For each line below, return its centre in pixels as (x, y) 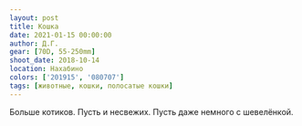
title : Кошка (34, 26)
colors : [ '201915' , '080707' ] (67, 78)
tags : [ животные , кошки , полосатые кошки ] (91, 86)
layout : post (34, 18)
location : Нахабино (47, 69)
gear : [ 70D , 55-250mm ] (52, 52)
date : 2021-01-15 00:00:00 (61, 35)
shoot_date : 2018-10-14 (55, 60)
